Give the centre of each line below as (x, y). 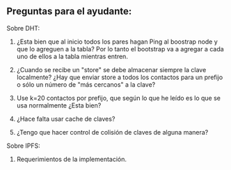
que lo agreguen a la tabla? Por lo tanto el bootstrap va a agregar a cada (120, 49)
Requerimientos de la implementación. (71, 159)
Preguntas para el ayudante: (69, 11)
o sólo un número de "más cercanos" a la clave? (86, 84)
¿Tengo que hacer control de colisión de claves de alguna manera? (112, 132)
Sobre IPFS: (24, 146)
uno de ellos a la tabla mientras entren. (72, 56)
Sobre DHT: (23, 28)
